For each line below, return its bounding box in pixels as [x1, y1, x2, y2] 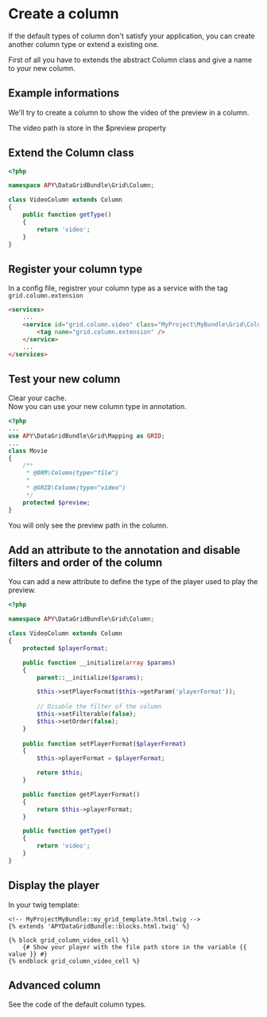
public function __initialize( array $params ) [22, 658, 176, 667]
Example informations [8, 87, 120, 100]
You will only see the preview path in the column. [8, 520, 168, 530]
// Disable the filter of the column [37, 703, 161, 711]
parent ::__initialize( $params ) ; [37, 673, 145, 681]
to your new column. [8, 63, 75, 72]
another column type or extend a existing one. [8, 39, 160, 49]
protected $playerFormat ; [22, 644, 109, 653]
